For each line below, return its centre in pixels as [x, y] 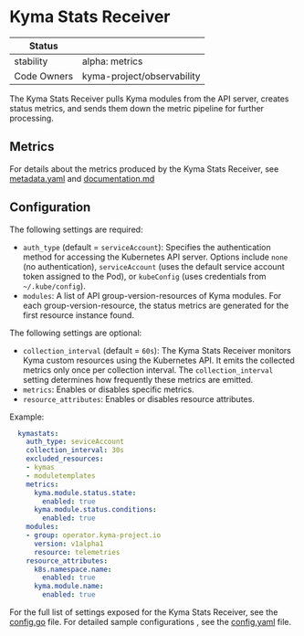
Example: [27, 417]
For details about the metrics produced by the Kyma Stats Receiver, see [144, 169]
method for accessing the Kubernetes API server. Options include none [155, 257]
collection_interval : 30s [75, 450]
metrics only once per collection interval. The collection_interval [148, 370]
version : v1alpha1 [68, 544]
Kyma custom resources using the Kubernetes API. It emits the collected [158, 360]
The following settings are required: [76, 229]
